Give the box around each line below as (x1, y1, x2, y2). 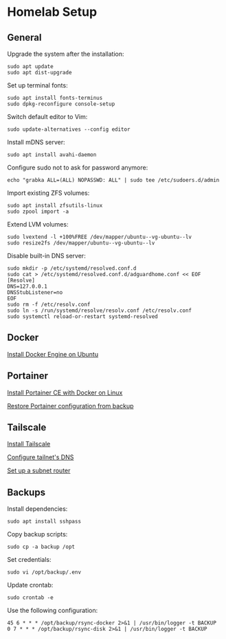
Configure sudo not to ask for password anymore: (7, 163, 148, 171)
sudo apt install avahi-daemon (7, 151, 97, 158)
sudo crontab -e (7, 594, 54, 601)
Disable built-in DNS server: (7, 252, 86, 260)
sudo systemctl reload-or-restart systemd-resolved (7, 313, 158, 320)
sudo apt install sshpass (7, 518, 81, 525)
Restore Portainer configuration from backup (7, 401, 134, 410)
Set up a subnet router (7, 466, 71, 475)
